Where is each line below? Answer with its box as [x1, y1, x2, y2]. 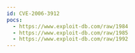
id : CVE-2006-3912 [6, 10, 60, 17]
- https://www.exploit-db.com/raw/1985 [13, 29, 129, 36]
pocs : [6, 17, 22, 23]
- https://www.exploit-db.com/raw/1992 [13, 36, 129, 43]
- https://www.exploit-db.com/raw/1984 [13, 23, 129, 30]
